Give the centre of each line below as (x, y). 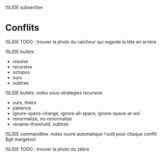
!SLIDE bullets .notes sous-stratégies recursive (54, 93)
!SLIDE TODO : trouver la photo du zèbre (47, 149)
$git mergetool (21, 139)
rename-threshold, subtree (41, 124)
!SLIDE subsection (24, 7)
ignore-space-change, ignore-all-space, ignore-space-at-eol (76, 113)
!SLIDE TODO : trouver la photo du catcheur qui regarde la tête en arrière (81, 42)
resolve (20, 61)
